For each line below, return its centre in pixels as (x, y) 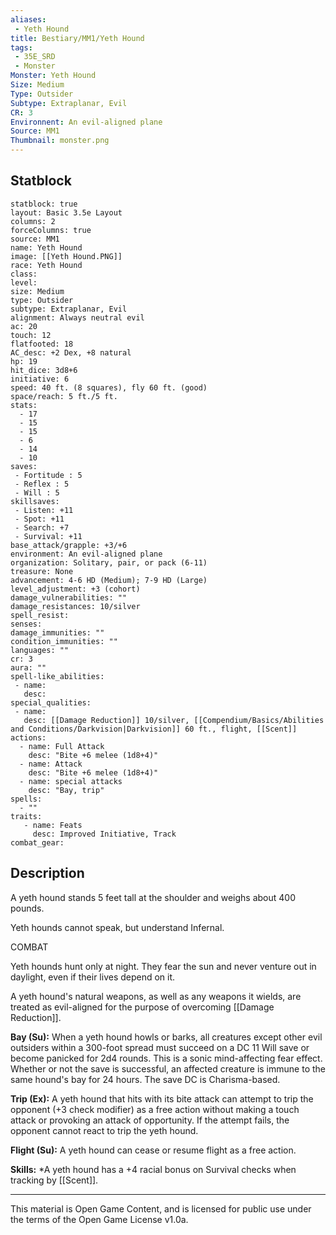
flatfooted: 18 (42, 344)
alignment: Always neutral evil (77, 317)
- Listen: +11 (44, 510)
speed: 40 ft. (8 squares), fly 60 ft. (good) (109, 387)
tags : (21, 47)
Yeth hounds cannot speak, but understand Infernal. (117, 927)
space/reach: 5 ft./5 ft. (64, 396)
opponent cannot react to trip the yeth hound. (104, 1130)
